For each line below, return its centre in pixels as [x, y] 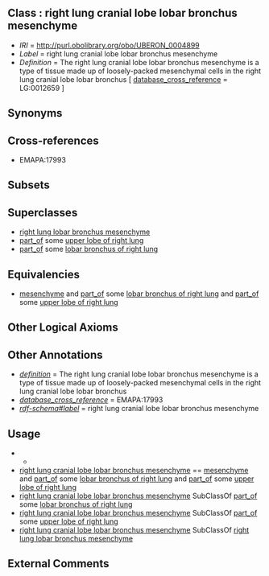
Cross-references [54, 140]
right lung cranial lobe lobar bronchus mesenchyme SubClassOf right [134, 530]
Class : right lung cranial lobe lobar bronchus [123, 13]
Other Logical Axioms [63, 328]
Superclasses [43, 212]
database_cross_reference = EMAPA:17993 [91, 400]
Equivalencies [43, 274]
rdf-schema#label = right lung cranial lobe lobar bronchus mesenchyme [139, 409]
